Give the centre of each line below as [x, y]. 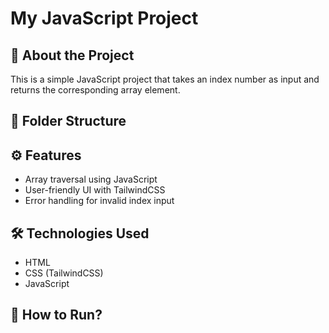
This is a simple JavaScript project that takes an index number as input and [165, 79]
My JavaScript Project [104, 18]
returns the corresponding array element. [95, 90]
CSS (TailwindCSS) [64, 273]
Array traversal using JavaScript [91, 179]
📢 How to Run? [56, 315]
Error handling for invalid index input [99, 201]
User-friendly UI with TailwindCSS [95, 190]
